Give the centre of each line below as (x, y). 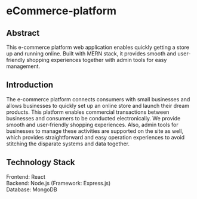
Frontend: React (26, 176)
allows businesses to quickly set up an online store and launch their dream (98, 105)
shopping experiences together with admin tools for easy (97, 60)
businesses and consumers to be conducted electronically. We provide (93, 118)
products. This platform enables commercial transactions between (88, 112)
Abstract (23, 33)
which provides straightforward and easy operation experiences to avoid (96, 137)
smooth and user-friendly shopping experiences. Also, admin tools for (92, 125)
